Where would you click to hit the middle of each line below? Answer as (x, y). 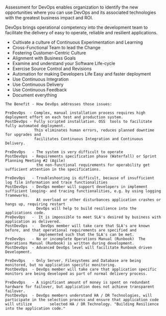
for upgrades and (23, 135)
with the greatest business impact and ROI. (49, 18)
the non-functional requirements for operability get (93, 165)
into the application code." (35, 309)
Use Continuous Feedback (40, 90)
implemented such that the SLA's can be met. (86, 235)
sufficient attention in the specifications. (53, 169)
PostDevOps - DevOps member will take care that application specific (81, 269)
